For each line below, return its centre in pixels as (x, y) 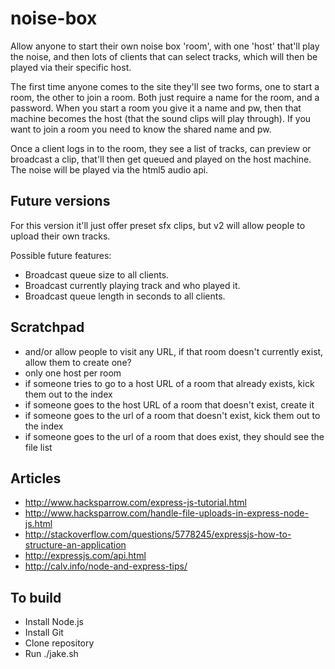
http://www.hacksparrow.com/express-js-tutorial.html (135, 503)
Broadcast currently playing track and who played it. (132, 285)
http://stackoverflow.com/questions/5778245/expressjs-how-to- (158, 534)
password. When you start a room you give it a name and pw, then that (156, 108)
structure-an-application (75, 545)
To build (36, 597)
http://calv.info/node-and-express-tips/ (106, 566)
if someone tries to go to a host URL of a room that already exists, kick (169, 383)
